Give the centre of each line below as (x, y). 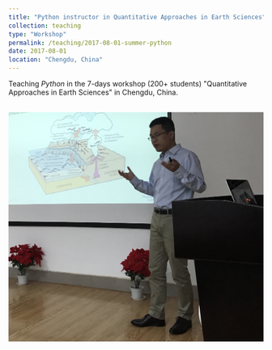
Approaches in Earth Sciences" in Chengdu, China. (93, 92)
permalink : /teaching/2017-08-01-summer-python (90, 43)
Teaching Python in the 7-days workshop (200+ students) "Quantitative (128, 84)
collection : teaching (45, 25)
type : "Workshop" (38, 34)
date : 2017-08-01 (38, 51)
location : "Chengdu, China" (56, 60)
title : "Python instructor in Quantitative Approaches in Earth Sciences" (137, 17)
